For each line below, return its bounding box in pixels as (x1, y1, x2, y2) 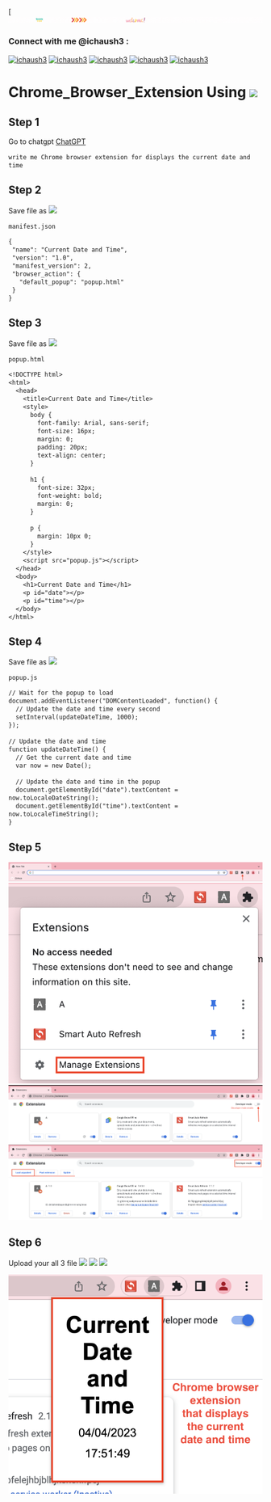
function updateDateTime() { (8, 745, 106, 754)
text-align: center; (37, 451, 106, 459)
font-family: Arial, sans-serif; (37, 419, 150, 427)
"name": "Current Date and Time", (11, 246, 128, 254)
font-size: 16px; (37, 427, 95, 435)
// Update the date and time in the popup (15, 778, 161, 787)
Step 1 (8, 115, 40, 129)
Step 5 (8, 840, 42, 854)
